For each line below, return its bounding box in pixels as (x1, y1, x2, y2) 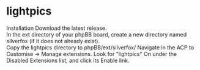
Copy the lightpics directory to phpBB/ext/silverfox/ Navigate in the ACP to (6, 44, 194, 51)
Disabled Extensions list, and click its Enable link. (6, 57, 130, 64)
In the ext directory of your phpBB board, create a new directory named (6, 30, 187, 38)
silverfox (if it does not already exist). (6, 37, 100, 44)
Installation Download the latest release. (6, 24, 107, 32)
